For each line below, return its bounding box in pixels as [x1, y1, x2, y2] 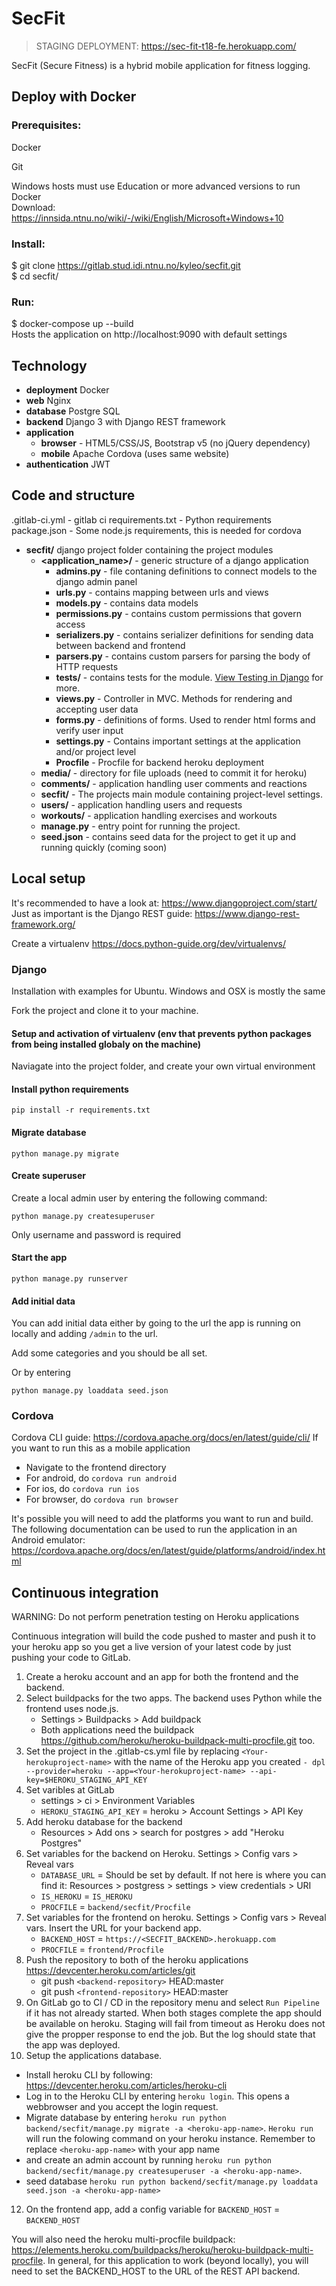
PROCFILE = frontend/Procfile [40, 1943, 164, 1956]
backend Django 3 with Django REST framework [25, 416, 226, 428]
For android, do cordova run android [25, 1472, 178, 1484]
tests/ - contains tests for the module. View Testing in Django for [55, 671, 324, 683]
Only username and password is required [11, 1228, 182, 1241]
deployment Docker [25, 384, 110, 396]
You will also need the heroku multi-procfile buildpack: [11, 2233, 236, 2246]
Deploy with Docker [11, 88, 137, 106]
